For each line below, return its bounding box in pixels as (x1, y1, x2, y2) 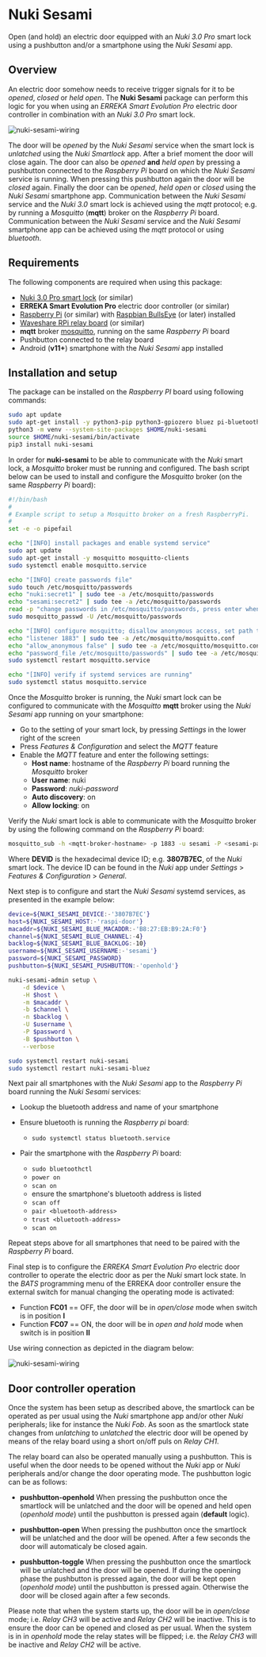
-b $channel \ (22, 1005, 69, 1013)
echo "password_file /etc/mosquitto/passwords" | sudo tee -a (8, 649, 218, 657)
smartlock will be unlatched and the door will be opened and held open (19, 1501, 252, 1511)
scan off (31, 1199, 61, 1207)
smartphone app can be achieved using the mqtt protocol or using (8, 225, 224, 234)
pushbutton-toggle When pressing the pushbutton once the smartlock (19, 1557, 252, 1567)
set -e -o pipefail (8, 525, 73, 533)
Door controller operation (8, 1382, 136, 1395)
